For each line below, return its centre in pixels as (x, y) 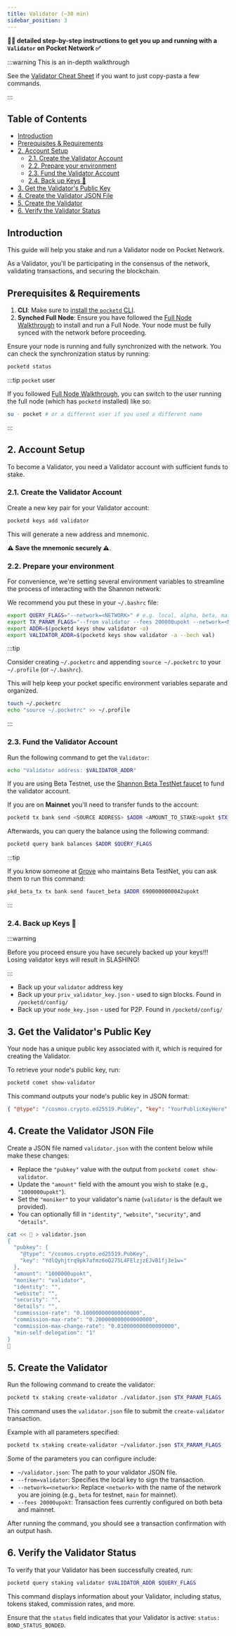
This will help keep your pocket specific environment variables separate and (118, 683)
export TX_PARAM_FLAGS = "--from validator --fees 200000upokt (99, 622)
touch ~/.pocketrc (34, 704)
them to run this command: (46, 879)
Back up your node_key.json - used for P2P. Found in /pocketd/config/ (120, 1010)
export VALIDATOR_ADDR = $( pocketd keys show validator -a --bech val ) (111, 635)
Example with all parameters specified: (63, 1432)
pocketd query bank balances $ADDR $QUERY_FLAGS (80, 844)
